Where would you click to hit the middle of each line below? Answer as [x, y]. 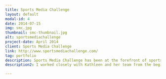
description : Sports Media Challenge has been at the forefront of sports [84, 60]
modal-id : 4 [17, 19]
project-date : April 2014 [32, 42]
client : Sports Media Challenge [38, 46]
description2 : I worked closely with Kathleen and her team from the [78, 65]
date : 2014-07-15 [23, 23]
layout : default [22, 14]
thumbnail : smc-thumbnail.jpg [36, 33]
